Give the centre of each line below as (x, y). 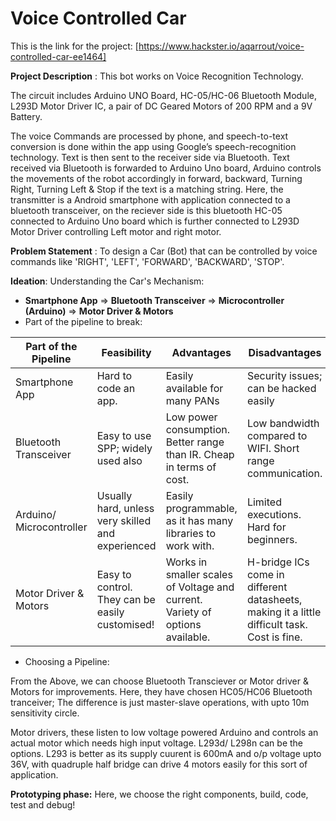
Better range (195, 442)
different (267, 587)
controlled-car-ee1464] (58, 56)
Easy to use (124, 435)
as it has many (199, 520)
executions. (274, 514)
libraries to (190, 533)
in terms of (191, 467)
